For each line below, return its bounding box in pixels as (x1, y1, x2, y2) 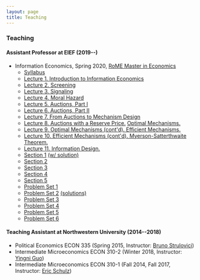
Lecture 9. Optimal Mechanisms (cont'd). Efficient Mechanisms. (23, 126, 181, 133)
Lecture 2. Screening (23, 81, 76, 89)
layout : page (6, 8, 39, 15)
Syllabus (23, 68, 46, 75)
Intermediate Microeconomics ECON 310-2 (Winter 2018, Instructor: (14, 248, 183, 255)
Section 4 (23, 170, 48, 177)
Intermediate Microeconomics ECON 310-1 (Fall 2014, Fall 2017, (14, 261, 171, 268)
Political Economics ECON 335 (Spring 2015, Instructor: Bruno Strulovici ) (14, 242, 195, 249)
